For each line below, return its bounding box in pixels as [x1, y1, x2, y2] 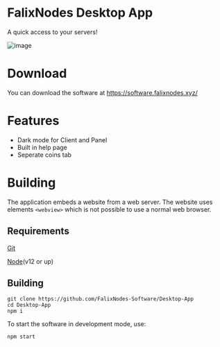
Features [7, 113, 60, 129]
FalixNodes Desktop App [7, 5, 153, 21]
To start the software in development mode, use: [7, 320, 146, 328]
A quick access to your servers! [7, 28, 98, 36]
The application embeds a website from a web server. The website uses [7, 198, 213, 206]
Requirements [7, 226, 69, 237]
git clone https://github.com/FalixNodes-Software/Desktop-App [7, 296, 194, 303]
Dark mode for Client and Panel [17, 135, 108, 144]
